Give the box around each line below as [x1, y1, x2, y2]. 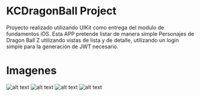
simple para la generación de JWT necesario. [6, 43, 119, 50]
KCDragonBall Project [6, 4, 117, 18]
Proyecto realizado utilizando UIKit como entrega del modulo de [6, 24, 165, 31]
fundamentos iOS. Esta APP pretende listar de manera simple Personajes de [6, 30, 195, 37]
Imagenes [6, 64, 57, 78]
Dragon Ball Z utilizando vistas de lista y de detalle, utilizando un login [6, 36, 179, 44]
